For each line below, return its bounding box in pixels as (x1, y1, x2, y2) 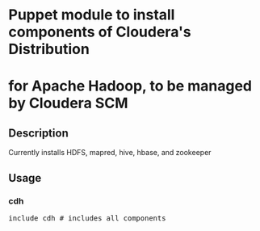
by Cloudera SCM (8, 94, 128, 112)
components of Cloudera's (8, 23, 191, 41)
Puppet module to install (8, 6, 175, 24)
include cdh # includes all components (8, 213, 166, 223)
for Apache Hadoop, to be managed (8, 77, 253, 95)
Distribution (8, 40, 90, 58)
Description (8, 126, 69, 140)
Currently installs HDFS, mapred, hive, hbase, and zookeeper (8, 148, 212, 157)
